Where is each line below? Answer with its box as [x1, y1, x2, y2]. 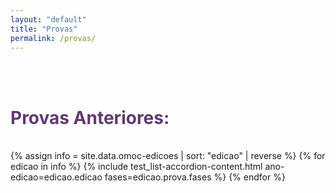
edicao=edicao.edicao [10, 171, 103, 183]
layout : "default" [10, 14, 87, 25]
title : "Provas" [10, 24, 78, 34]
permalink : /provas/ [10, 33, 97, 43]
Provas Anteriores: [10, 106, 170, 129]
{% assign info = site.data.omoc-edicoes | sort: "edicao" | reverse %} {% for [10, 150, 326, 162]
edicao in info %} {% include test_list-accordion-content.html [10, 161, 263, 173]
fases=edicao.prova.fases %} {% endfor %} [104, 171, 286, 183]
